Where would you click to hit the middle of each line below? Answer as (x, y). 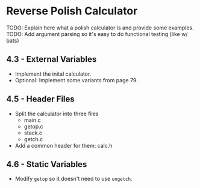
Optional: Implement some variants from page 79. (77, 80)
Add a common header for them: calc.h (64, 145)
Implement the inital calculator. (53, 74)
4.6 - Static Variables (47, 164)
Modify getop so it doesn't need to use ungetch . (73, 179)
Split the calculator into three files (57, 114)
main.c (32, 120)
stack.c (33, 133)
